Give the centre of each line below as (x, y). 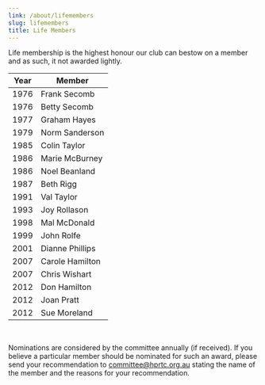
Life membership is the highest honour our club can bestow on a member (128, 53)
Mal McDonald (68, 223)
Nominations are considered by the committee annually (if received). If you (131, 348)
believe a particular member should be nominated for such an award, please (133, 356)
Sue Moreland (67, 313)
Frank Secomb (68, 94)
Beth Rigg (59, 185)
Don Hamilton (66, 288)
